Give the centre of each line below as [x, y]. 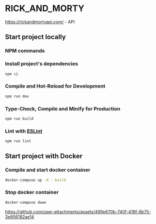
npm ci [12, 74]
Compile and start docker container [48, 170]
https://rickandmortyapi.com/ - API [40, 22]
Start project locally [36, 37]
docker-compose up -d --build [36, 180]
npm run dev [17, 96]
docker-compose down [26, 202]
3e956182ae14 [20, 217]
